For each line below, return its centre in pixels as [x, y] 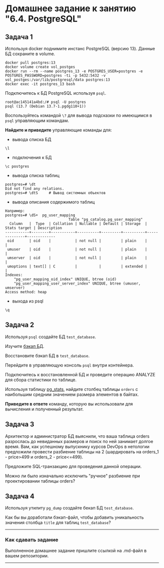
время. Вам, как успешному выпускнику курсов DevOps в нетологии [77, 446]
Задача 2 [20, 325]
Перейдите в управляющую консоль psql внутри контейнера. [70, 365]
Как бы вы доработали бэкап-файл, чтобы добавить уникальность [74, 517]
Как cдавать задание [32, 540]
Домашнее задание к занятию [71, 9]
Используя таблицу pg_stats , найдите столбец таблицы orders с [72, 389]
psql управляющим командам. [37, 121]
